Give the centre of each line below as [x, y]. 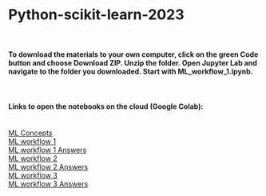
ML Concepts [30, 133]
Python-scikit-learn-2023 [96, 15]
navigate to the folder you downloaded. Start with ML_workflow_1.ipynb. [131, 71]
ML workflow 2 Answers [48, 166]
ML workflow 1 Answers [48, 150]
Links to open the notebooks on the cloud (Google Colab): [106, 106]
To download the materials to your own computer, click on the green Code [133, 54]
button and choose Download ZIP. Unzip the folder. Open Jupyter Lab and [133, 62]
